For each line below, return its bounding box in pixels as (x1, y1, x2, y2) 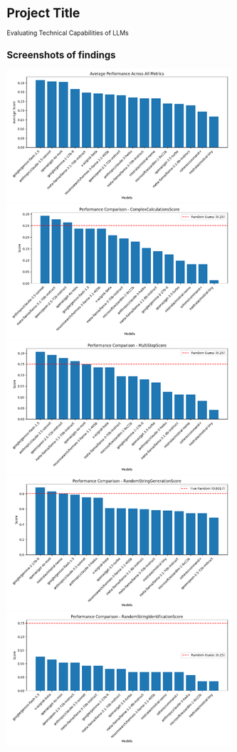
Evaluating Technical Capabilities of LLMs (6, 28, 129, 37)
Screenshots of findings (6, 49, 116, 61)
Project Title (6, 5, 80, 21)
